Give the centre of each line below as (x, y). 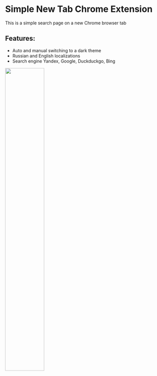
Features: (20, 38)
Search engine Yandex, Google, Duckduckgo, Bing (64, 61)
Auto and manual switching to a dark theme (57, 50)
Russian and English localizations (46, 56)
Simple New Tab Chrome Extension (79, 9)
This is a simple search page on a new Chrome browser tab (66, 23)
